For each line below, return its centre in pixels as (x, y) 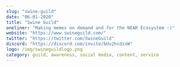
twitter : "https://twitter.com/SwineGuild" (60, 38)
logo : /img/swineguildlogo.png (44, 50)
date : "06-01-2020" (30, 17)
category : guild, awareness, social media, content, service (83, 55)
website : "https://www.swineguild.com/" (56, 33)
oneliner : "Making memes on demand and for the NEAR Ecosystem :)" (91, 28)
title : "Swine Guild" (33, 22)
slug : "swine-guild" (31, 11)
